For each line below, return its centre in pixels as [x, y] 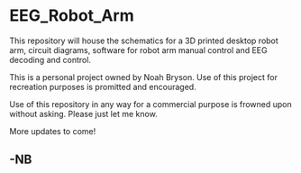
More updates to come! [53, 131]
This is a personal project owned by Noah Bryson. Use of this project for [143, 77]
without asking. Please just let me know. [83, 114]
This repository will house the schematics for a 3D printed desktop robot [144, 41]
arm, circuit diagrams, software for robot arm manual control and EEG [138, 50]
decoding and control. [50, 59]
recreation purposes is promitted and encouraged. [103, 86]
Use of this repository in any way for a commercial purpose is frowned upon [150, 104]
